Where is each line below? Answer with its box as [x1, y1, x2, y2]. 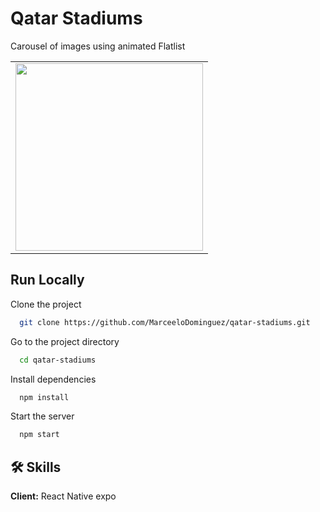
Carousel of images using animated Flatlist [10, 40, 186, 52]
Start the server [10, 410, 75, 422]
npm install [19, 392, 70, 402]
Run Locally [10, 272, 85, 289]
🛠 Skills [10, 458, 62, 476]
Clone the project [10, 298, 82, 310]
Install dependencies [10, 373, 97, 385]
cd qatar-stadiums [19, 355, 97, 365]
